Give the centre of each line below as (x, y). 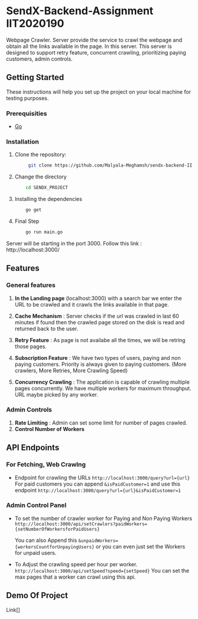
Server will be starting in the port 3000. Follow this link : (74, 243)
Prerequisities (27, 113)
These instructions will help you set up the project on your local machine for (98, 92)
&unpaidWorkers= (98, 541)
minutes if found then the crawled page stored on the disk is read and (100, 322)
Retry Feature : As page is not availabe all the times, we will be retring (100, 340)
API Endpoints (33, 448)
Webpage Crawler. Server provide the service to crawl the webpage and (94, 40)
